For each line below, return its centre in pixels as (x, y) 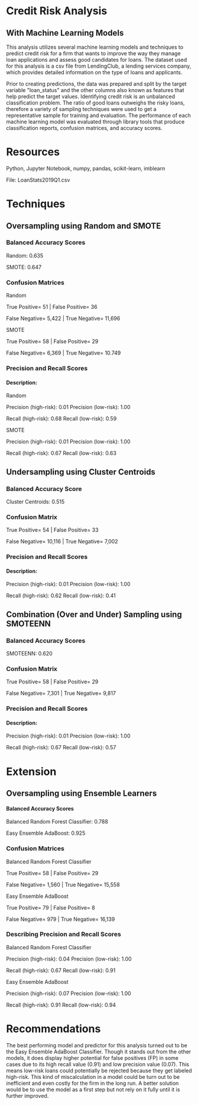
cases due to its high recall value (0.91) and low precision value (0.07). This (98, 1064)
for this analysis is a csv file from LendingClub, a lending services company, (99, 66)
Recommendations (53, 1029)
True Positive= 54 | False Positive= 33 (52, 530)
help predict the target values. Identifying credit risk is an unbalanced (91, 96)
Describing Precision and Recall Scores (64, 935)
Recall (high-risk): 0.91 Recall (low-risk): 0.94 (61, 1005)
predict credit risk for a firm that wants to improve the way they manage (94, 53)
